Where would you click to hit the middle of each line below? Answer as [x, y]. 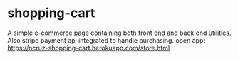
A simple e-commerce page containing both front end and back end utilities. [119, 33]
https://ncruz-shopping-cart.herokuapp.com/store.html [89, 48]
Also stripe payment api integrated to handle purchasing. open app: [106, 40]
